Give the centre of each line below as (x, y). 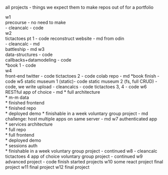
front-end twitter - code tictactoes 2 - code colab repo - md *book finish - (82, 76)
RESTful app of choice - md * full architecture (53, 92)
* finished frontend (25, 103)
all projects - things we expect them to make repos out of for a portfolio (79, 7)
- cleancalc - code (24, 28)
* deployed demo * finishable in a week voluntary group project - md (77, 113)
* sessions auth (21, 145)
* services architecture (29, 124)
